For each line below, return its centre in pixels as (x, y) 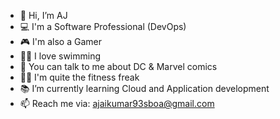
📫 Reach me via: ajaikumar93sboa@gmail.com (117, 103)
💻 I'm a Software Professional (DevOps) (103, 26)
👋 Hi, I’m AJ (43, 15)
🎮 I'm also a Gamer (60, 41)
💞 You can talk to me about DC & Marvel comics (118, 66)
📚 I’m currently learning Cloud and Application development (144, 88)
